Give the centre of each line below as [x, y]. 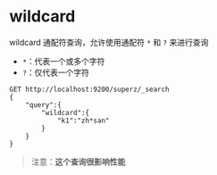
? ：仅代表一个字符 [55, 72]
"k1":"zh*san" [83, 121]
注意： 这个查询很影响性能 [78, 162]
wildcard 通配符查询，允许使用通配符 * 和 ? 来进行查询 [109, 42]
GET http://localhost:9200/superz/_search [89, 89]
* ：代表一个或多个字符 [63, 61]
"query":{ [44, 104]
